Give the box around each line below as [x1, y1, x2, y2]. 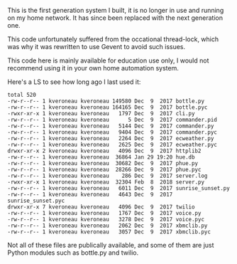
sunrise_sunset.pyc [7, 197, 65, 204]
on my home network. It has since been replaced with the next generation [7, 14, 224, 22]
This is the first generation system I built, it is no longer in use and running [7, 6, 224, 14]
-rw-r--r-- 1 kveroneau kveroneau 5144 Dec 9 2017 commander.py [7, 122, 214, 130]
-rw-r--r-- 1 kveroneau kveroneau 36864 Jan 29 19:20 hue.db [7, 154, 195, 161]
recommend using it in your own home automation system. [7, 64, 179, 72]
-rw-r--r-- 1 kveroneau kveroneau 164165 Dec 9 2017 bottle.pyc [7, 104, 208, 111]
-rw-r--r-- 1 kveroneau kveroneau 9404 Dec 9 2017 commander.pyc [7, 129, 218, 136]
